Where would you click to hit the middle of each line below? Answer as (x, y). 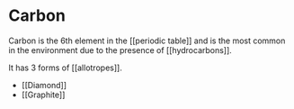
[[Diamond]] (44, 85)
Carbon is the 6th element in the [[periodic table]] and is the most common (147, 41)
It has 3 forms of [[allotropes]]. (65, 68)
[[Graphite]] (43, 95)
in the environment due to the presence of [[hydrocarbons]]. (120, 50)
